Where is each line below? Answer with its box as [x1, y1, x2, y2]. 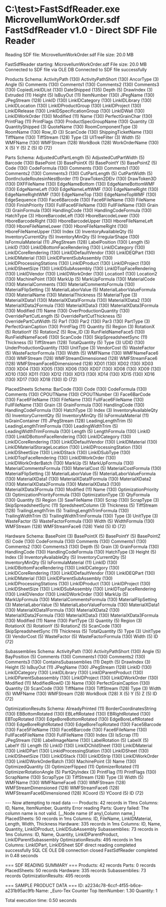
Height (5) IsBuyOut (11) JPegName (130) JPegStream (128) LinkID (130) [5, 664, 152, 670]
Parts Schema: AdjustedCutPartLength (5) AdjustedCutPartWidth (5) [5, 154, 145, 160]
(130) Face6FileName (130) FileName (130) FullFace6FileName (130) [5, 396, 144, 402]
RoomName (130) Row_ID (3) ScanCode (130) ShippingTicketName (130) [5, 129, 154, 135]
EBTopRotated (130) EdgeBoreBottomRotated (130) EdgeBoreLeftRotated [5, 716, 154, 722]
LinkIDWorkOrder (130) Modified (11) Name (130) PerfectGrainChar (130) [5, 113, 153, 119]
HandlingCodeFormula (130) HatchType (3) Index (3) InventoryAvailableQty [5, 407, 158, 413]
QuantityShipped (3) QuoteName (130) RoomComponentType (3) [5, 123, 138, 130]
